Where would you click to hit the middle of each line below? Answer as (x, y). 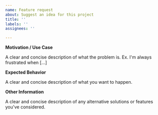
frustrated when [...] (26, 63)
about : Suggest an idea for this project (50, 15)
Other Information (25, 92)
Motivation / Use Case (29, 47)
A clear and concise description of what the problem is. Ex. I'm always (78, 57)
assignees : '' (20, 29)
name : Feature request (29, 10)
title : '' (16, 19)
